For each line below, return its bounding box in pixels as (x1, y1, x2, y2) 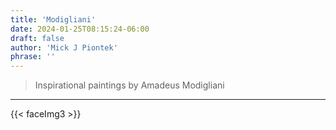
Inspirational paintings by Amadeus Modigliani (34, 79, 225, 91)
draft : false (10, 33, 65, 43)
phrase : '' (10, 52, 56, 62)
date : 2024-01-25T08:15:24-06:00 (10, 24, 150, 34)
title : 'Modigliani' (10, 14, 97, 25)
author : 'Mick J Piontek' (10, 42, 118, 53)
